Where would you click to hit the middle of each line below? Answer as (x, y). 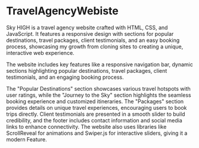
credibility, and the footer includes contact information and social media (94, 120)
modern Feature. (27, 139)
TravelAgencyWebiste (63, 11)
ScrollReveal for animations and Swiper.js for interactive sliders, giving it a (97, 133)
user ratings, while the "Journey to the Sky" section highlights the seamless (99, 95)
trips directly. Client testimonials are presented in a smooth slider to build (96, 114)
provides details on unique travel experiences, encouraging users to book (97, 107)
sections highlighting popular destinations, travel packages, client (87, 70)
